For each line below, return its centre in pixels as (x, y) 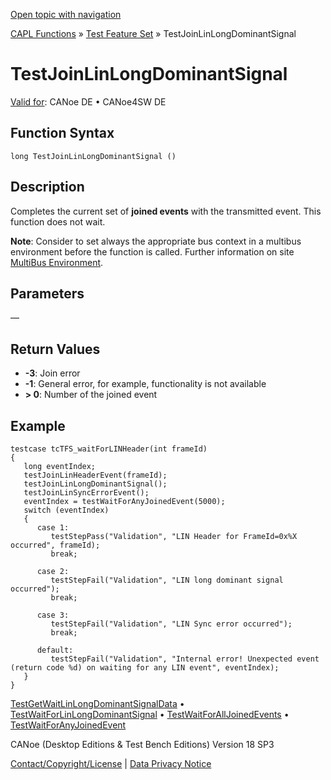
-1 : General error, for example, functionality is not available (145, 384)
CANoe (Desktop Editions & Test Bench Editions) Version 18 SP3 (142, 744)
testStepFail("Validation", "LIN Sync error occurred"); (171, 624)
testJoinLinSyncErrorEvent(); (86, 493)
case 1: (53, 528)
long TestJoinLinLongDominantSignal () (93, 156)
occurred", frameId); (55, 545)
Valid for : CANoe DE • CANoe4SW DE (88, 101)
